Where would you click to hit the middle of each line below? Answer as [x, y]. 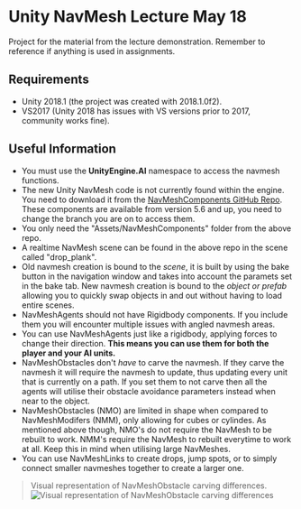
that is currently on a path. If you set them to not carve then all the [144, 382]
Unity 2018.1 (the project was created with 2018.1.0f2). [122, 101]
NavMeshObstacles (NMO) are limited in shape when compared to [145, 410]
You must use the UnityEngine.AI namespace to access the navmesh [150, 171]
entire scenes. [48, 305]
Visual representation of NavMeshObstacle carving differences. [149, 486]
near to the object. [56, 401]
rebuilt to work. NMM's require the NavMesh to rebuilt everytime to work [156, 439]
